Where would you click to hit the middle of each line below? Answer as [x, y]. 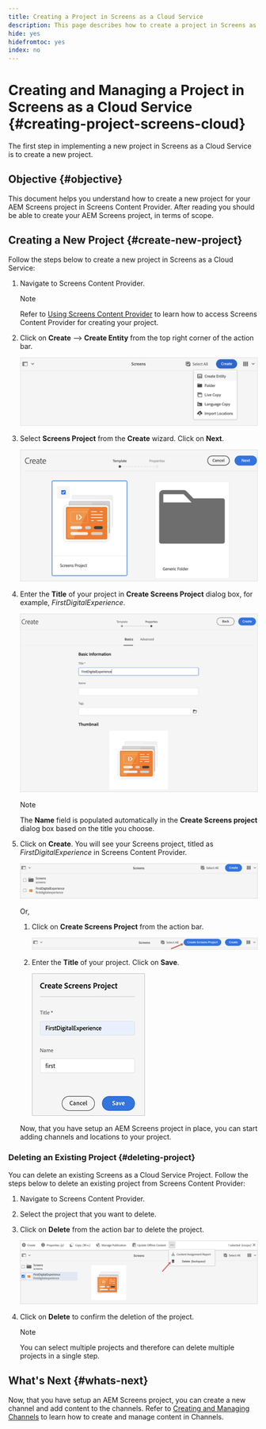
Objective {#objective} [65, 180]
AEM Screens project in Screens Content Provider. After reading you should [131, 207]
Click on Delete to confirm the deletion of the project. [107, 1316]
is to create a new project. [51, 155]
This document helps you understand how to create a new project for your [129, 198]
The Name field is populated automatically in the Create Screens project [139, 820]
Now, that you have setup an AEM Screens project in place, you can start [139, 1128]
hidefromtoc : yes [37, 42]
